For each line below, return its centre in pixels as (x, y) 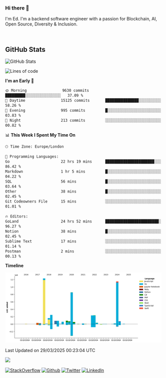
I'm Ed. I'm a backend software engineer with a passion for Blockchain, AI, (81, 19)
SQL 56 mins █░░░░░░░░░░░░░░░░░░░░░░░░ (83, 182)
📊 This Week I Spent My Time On (40, 135)
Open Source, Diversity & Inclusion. (41, 24)
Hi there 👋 (17, 8)
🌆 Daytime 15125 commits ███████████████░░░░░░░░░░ (83, 101)
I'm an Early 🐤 (20, 81)
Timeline (14, 266)
